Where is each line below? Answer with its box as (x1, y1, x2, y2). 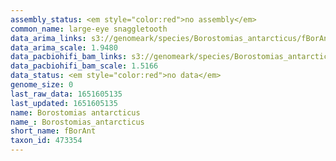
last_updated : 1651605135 (10, 98, 118, 108)
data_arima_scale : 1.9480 (10, 42, 118, 53)
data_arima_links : (10, 33, 87, 43)
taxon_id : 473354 (10, 136, 83, 146)
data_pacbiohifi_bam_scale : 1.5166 (10, 61, 159, 71)
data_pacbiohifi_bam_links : (10, 52, 128, 62)
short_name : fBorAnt (10, 126, 97, 136)
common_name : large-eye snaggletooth (10, 24, 168, 34)
